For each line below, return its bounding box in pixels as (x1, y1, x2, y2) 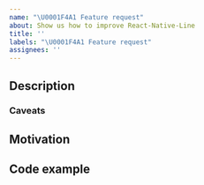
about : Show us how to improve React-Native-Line (9, 21, 196, 30)
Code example (9, 162, 91, 177)
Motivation (9, 131, 71, 146)
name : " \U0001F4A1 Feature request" (9, 12, 144, 22)
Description (9, 78, 75, 93)
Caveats (9, 105, 46, 117)
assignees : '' (9, 46, 62, 55)
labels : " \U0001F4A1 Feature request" (9, 37, 152, 47)
